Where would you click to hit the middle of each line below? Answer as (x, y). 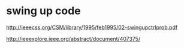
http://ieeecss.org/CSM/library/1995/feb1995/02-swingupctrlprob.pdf (92, 27)
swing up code (43, 11)
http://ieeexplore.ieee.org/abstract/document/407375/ (73, 39)
